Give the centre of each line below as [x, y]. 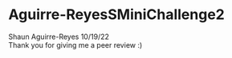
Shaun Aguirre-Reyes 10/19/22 [59, 37]
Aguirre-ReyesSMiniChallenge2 [116, 15]
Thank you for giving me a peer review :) [75, 44]
